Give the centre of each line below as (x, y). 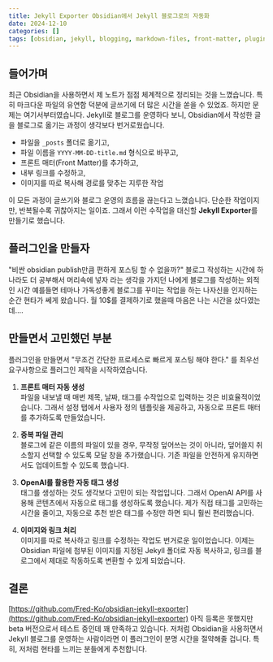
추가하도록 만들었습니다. (67, 417)
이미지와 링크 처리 (48, 530)
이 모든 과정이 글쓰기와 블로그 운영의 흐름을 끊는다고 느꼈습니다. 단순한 (120, 201)
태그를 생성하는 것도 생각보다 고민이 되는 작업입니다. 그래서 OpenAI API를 (137, 492)
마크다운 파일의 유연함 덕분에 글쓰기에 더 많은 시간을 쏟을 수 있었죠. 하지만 (134, 105)
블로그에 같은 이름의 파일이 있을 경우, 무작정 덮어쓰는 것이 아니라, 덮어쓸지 (137, 444)
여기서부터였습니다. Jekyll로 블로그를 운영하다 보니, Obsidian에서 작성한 (138, 115)
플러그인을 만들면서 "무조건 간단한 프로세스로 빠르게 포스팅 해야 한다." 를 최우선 (134, 359)
